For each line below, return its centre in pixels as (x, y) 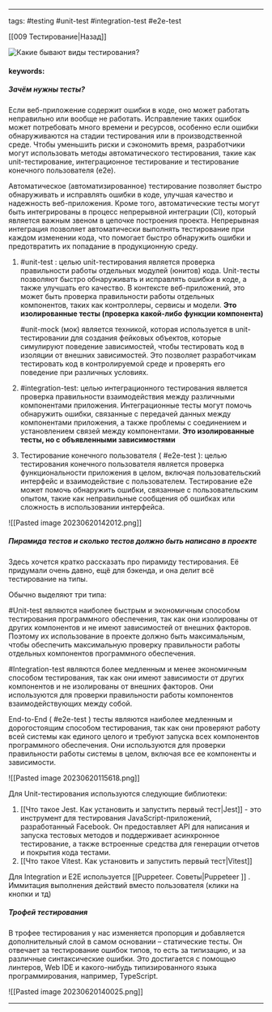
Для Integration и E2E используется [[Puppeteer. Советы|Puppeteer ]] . (130, 877)
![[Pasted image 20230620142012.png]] (75, 523)
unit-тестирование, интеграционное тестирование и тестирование (124, 161)
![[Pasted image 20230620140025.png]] (76, 991)
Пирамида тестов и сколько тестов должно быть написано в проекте (133, 541)
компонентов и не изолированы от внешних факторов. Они (111, 686)
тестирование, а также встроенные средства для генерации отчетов (140, 843)
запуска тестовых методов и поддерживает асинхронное (120, 835)
